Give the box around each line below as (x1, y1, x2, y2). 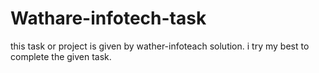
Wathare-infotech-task (10, 7, 207, 30)
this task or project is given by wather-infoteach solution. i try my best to (10, 40, 310, 52)
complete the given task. (10, 50, 112, 62)
